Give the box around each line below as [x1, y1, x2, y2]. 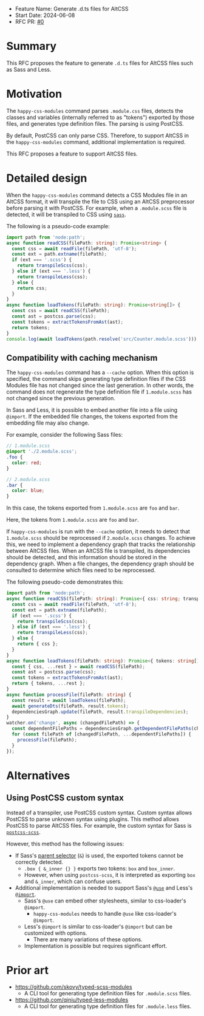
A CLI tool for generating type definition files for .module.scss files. [24, 990, 192, 997]
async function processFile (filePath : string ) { [6, 692, 132, 698]
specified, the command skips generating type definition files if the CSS [6, 375, 186, 383]
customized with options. [24, 929, 87, 936]
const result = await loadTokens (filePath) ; [12, 697, 126, 703]
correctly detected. [15, 858, 64, 865]
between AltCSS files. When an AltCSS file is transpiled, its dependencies [6, 547, 191, 554]
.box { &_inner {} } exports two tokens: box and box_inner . [24, 865, 175, 872]
